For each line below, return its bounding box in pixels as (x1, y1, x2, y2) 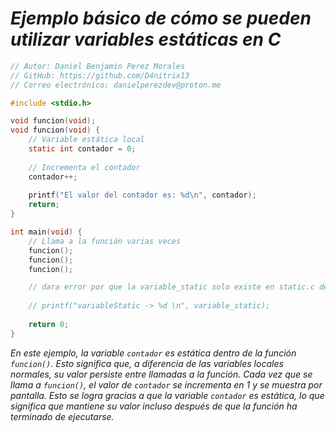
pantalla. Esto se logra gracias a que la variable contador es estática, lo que (10, 389, 325, 401)
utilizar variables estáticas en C (10, 28, 282, 51)
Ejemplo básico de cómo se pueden (10, 7, 312, 30)
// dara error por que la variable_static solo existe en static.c (28, 282, 315, 292)
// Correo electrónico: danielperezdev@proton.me (10, 80, 222, 90)
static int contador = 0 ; (28, 144, 137, 154)
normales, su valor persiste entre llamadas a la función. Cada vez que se (10, 368, 313, 380)
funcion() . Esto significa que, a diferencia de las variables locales (10, 357, 284, 369)
